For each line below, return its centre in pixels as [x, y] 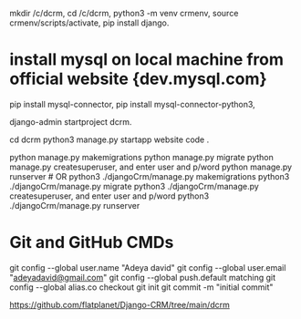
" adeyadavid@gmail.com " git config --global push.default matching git [143, 277]
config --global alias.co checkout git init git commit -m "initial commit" [141, 287]
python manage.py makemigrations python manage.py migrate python [141, 157]
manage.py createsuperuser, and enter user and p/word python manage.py [151, 167]
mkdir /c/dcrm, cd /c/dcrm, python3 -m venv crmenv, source [124, 13]
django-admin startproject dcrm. [71, 121]
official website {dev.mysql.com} [138, 79]
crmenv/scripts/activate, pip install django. [89, 23]
